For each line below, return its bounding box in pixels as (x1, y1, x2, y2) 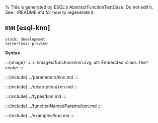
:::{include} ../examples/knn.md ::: (5, 112, 75, 118)
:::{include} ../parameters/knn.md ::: (5, 74, 79, 80)
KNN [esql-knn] (5, 24, 51, 32)
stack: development (5, 37, 46, 41)
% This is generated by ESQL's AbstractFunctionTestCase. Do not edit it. (5, 4, 154, 10)
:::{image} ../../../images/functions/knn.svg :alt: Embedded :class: (5, 59, 138, 65)
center (5, 64, 19, 71)
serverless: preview (5, 41, 48, 46)
